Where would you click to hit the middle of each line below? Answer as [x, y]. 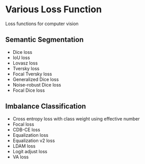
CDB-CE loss [26, 130]
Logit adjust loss [30, 151]
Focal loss [23, 124]
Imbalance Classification [46, 106]
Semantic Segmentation [44, 40]
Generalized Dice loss [36, 79]
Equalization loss [30, 135]
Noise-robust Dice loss [37, 85]
